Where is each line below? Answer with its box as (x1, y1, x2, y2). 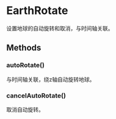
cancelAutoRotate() (6, 91, 66, 99)
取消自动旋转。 (6, 106, 44, 113)
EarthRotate (6, 4, 68, 18)
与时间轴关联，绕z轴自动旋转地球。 (6, 76, 95, 83)
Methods (6, 43, 42, 53)
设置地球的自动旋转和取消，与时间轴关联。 (6, 24, 114, 32)
